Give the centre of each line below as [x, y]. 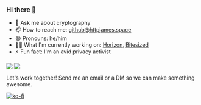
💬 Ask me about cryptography [53, 23]
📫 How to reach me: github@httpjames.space [73, 30]
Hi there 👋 [21, 10]
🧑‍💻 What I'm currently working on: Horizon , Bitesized [82, 45]
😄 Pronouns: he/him [41, 38]
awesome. [19, 84]
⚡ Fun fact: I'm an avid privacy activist [63, 52]
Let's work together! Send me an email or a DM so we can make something [100, 78]
